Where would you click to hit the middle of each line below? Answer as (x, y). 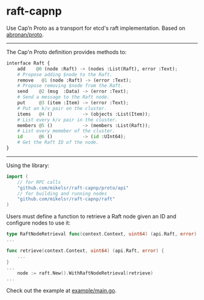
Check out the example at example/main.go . (62, 291)
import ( (17, 176)
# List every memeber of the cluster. (66, 131)
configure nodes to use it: (39, 223)
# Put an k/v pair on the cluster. (62, 108)
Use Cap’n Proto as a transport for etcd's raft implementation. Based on (96, 28)
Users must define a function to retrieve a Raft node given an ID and (91, 217)
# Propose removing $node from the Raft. (70, 86)
